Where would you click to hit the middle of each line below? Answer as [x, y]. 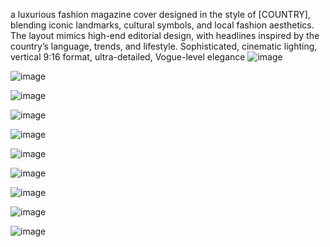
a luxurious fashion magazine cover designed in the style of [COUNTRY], [160, 14]
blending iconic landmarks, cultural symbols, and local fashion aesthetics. [162, 25]
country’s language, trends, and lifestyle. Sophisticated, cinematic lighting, [164, 46]
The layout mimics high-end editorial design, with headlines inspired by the [165, 35]
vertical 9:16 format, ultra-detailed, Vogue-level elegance [128, 57]
